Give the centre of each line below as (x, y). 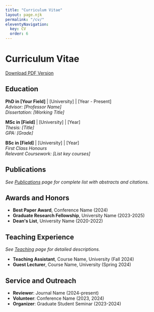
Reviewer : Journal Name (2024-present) (56, 293)
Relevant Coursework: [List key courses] (48, 153)
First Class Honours (26, 148)
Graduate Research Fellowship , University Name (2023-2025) (79, 216)
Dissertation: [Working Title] (35, 112)
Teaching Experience (40, 237)
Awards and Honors (37, 198)
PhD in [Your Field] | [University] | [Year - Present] (58, 101)
